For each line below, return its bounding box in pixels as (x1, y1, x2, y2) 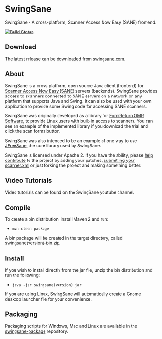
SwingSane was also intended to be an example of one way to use (5, 137, 137, 144)
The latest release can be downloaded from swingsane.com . (5, 56, 126, 62)
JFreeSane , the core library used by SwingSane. (5, 143, 102, 148)
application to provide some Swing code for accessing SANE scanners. (5, 103, 147, 109)
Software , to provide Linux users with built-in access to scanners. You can (5, 118, 153, 124)
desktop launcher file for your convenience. (5, 296, 92, 302)
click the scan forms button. (5, 128, 61, 134)
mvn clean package (12, 226, 49, 231)
